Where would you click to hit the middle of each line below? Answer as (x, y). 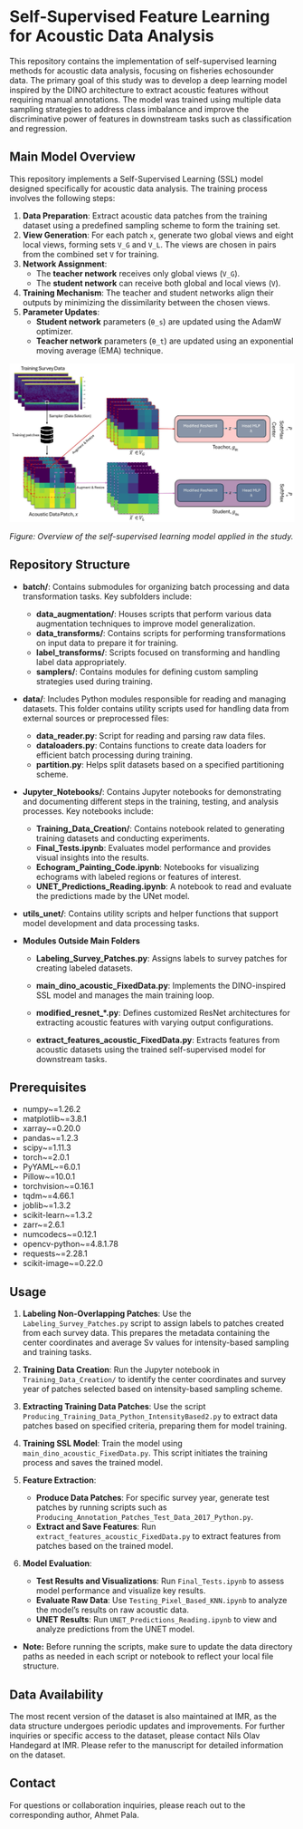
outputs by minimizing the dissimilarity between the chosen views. (146, 302)
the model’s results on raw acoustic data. (113, 1610)
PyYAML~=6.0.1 (52, 1167)
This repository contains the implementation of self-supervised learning (143, 61)
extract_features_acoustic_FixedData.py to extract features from (158, 1536)
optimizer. (55, 331)
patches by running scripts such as (101, 1507)
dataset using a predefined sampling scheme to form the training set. (151, 225)
